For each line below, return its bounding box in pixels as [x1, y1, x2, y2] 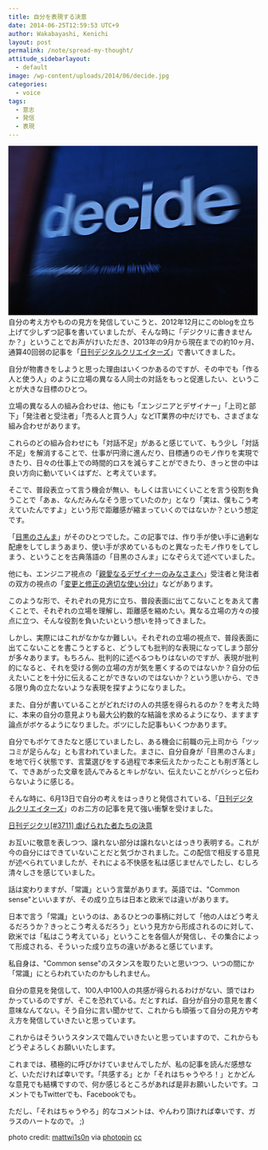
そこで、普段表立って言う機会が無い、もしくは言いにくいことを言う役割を [8, 485, 253, 495]
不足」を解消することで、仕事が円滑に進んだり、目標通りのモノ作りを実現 [8, 448, 253, 457]
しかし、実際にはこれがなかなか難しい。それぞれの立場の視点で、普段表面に [8, 633, 260, 643]
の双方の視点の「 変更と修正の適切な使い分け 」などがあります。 [8, 579, 218, 588]
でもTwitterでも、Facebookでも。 [29, 1089, 141, 1099]
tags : [8, 97, 26, 105]
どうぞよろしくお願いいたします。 [8, 1043, 120, 1052]
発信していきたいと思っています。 [29, 1016, 140, 1025]
